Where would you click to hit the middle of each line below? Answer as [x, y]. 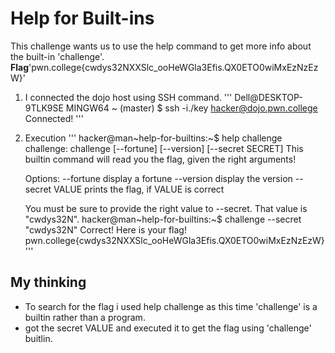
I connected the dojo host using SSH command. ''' [128, 97]
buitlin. [38, 338]
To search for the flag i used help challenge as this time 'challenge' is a [171, 306]
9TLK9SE [44, 108]
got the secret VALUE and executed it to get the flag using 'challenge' [168, 328]
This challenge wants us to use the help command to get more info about [161, 46]
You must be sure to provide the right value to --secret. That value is [166, 208]
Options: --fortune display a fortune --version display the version [158, 178]
